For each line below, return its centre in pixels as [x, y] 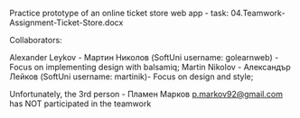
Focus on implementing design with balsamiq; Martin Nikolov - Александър [150, 67]
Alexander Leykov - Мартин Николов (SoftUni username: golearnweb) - [144, 57]
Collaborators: [36, 40]
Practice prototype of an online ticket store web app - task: [119, 13]
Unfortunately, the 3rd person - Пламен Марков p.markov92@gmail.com [146, 94]
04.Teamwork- [258, 13]
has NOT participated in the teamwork [80, 104]
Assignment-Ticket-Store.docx [66, 23]
